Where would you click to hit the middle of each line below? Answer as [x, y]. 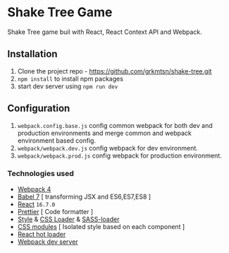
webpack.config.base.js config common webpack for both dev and [115, 125]
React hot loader [42, 234]
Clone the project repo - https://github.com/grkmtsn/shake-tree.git [114, 71]
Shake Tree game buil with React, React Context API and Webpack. [105, 32]
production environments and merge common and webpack [105, 133]
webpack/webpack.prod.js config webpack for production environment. [119, 155]
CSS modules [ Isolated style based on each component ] [101, 226]
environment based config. [57, 140]
